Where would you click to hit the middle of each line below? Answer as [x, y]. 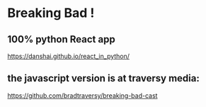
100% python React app [61, 39]
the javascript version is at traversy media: [103, 78]
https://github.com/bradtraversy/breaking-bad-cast [82, 95]
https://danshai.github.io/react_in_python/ [68, 56]
